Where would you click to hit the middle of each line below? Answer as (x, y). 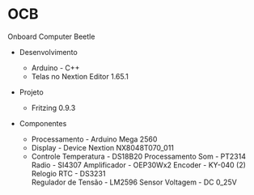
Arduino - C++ (55, 68)
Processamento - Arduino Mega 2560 (94, 139)
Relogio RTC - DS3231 (68, 173)
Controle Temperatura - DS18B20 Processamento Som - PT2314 (138, 156)
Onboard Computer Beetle (51, 36)
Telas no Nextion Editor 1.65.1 (80, 76)
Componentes (43, 123)
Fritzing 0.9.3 (53, 108)
